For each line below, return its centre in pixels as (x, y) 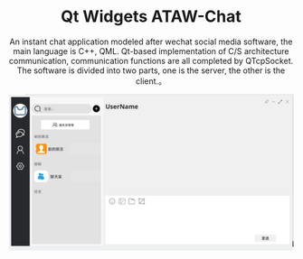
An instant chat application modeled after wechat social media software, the (151, 42)
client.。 (151, 81)
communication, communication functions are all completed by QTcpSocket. (151, 60)
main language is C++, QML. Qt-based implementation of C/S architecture (151, 51)
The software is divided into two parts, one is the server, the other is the (151, 70)
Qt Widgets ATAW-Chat (151, 17)
